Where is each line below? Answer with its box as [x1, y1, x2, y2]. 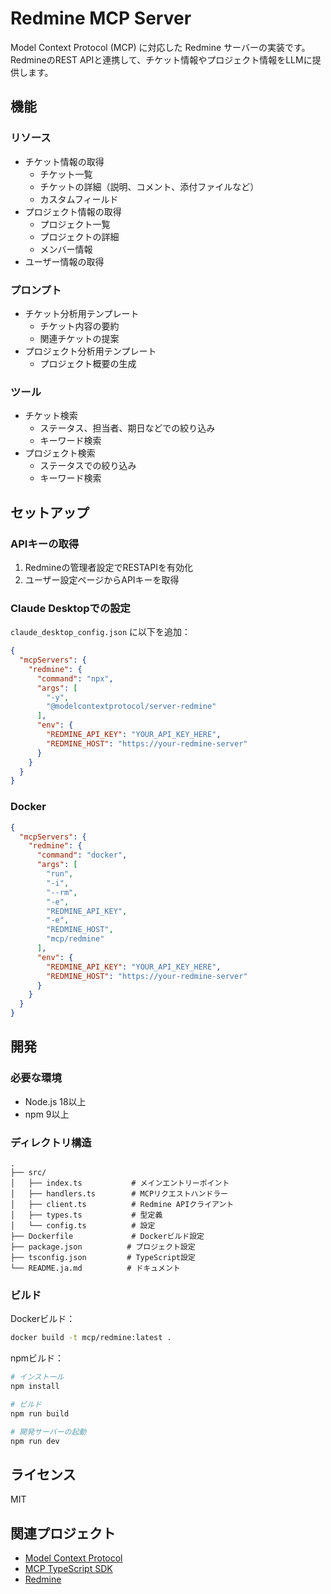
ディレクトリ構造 [10, 1135, 92, 1149]
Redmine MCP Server [10, 7, 192, 30]
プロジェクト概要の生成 [39, 357, 137, 369]
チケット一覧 [39, 168, 93, 180]
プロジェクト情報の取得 [24, 205, 122, 217]
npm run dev [10, 1436, 60, 1446]
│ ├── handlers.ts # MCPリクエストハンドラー [10, 1188, 228, 1199]
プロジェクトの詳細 [39, 230, 120, 242]
